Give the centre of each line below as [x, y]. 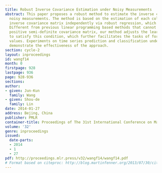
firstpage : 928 [20, 68]
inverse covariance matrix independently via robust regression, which [83, 23]
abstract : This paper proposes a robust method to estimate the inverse [80, 14]
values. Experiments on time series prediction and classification [79, 41]
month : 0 [14, 63]
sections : [15, 81]
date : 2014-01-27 [22, 109]
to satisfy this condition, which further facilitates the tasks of [80, 37]
